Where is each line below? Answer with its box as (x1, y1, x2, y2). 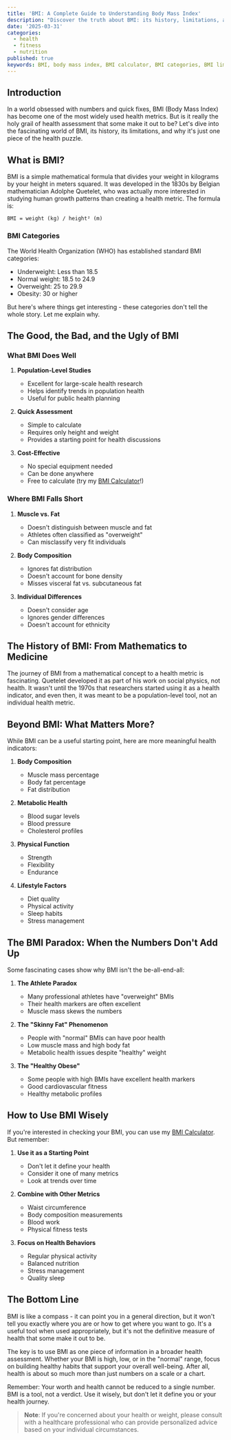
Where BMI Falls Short (7, 494, 83, 503)
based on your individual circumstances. (23, 1425, 140, 1433)
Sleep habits (27, 910, 63, 918)
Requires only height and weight (27, 428, 119, 437)
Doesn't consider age (27, 605, 89, 614)
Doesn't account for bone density (27, 572, 123, 580)
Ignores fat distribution (27, 564, 92, 572)
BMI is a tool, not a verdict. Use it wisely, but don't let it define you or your (7, 1390, 217, 1398)
